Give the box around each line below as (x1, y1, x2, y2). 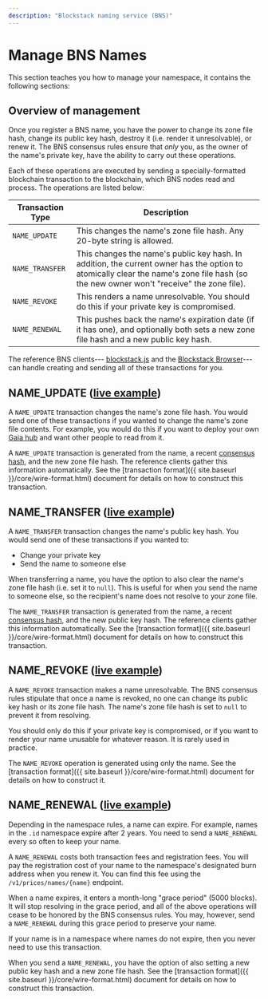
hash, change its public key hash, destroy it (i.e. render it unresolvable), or (8, 133, 252, 144)
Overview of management (8, 104, 141, 117)
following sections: (8, 81, 70, 90)
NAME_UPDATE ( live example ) (8, 386, 162, 400)
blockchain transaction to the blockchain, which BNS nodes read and (8, 175, 235, 184)
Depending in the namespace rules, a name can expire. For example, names (8, 819, 258, 829)
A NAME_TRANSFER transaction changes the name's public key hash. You (8, 527, 239, 535)
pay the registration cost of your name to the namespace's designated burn (8, 860, 257, 870)
